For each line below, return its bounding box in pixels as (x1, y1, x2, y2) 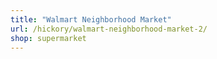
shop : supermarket (10, 33, 87, 43)
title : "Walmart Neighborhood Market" (10, 14, 172, 25)
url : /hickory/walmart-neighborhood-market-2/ (10, 24, 208, 34)
